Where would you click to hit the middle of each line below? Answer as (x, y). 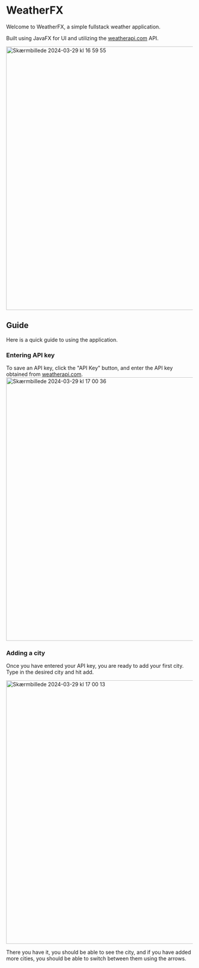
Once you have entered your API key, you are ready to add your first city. (95, 666)
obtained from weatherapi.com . (44, 374)
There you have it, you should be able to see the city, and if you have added (99, 952)
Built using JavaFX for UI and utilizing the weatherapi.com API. (82, 38)
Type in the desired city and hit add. (50, 672)
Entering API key (31, 355)
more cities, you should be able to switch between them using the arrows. (96, 959)
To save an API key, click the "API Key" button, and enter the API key (89, 368)
